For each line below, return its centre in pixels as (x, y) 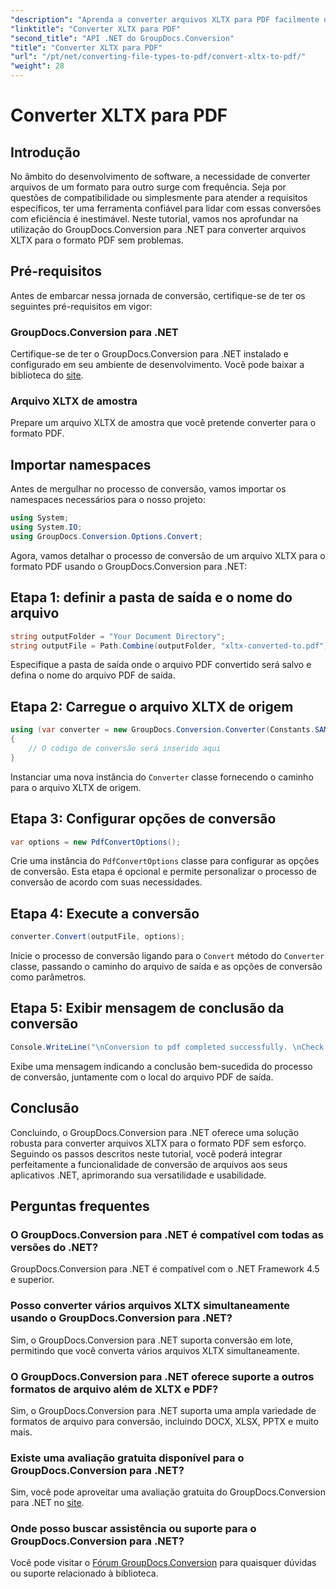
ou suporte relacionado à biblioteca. (84, 1573)
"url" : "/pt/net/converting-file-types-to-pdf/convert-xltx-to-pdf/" (158, 57)
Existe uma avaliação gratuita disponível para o (127, 1458)
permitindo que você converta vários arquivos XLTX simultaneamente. (155, 1350)
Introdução (45, 152)
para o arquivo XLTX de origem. (76, 787)
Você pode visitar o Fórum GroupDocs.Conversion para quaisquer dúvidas (163, 1563)
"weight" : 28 (37, 66)
